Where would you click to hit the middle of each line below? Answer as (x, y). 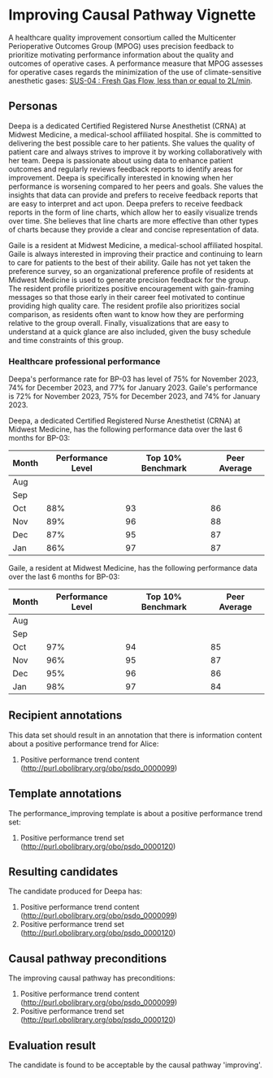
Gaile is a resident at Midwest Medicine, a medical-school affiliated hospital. (136, 245)
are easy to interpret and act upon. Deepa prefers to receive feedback (126, 203)
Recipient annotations (65, 716)
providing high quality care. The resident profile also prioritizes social (124, 306)
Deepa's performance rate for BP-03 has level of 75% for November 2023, (133, 379)
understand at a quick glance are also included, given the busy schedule (130, 332)
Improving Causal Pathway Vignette (132, 15)
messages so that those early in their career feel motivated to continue (127, 297)
